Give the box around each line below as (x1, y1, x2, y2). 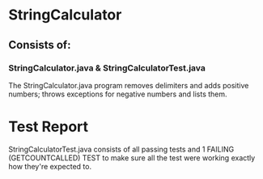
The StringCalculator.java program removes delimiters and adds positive (8, 80, 249, 90)
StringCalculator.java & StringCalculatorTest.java (8, 62, 206, 74)
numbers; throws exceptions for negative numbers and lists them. (8, 89, 228, 99)
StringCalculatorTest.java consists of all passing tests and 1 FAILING (8, 144, 235, 154)
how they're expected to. (8, 161, 91, 171)
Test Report (8, 117, 89, 136)
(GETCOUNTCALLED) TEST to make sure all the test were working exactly (8, 152, 256, 163)
